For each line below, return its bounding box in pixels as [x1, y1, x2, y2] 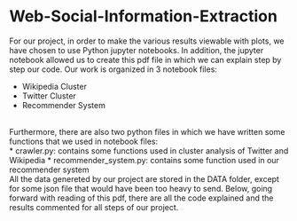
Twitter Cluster [21, 91, 77, 101]
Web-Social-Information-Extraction [9, 6, 277, 27]
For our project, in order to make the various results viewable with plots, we [9, 36, 285, 46]
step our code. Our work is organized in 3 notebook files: [9, 64, 217, 75]
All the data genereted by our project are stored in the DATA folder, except [9, 173, 279, 184]
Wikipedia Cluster [21, 81, 87, 91]
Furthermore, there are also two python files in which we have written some [9, 126, 285, 137]
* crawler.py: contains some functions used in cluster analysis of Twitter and [9, 145, 289, 156]
